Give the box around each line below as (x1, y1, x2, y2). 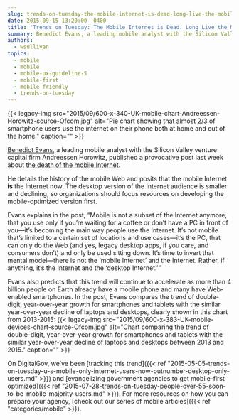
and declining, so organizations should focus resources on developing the (7, 190, 224, 198)
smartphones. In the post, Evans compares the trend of (32, 293, 194, 301)
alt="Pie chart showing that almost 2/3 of (95, 117, 216, 125)
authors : (7, 37, 33, 44)
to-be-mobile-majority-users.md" (7, 389, 106, 398)
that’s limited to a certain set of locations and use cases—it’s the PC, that (7, 234, 221, 242)
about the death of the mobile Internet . (7, 161, 121, 169)
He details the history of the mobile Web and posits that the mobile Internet (7, 175, 228, 183)
